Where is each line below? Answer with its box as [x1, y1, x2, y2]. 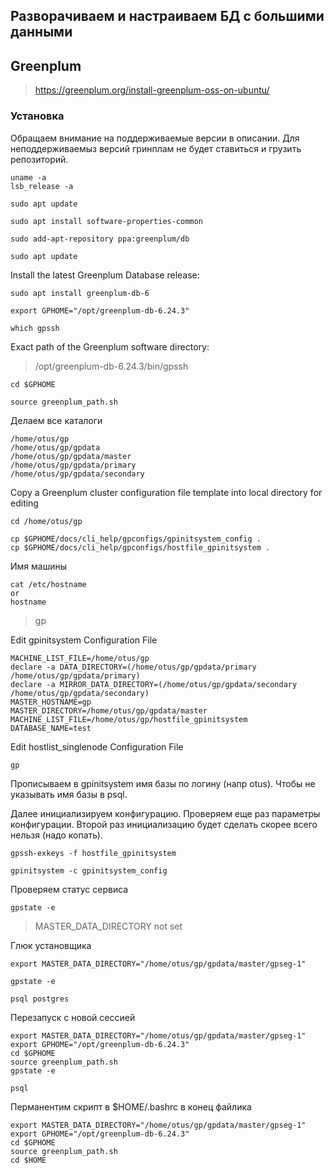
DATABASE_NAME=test [10, 723, 92, 733]
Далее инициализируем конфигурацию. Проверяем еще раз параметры [10, 807, 321, 819]
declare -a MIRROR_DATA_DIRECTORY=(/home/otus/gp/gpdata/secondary [10, 679, 298, 689]
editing [10, 497, 39, 509]
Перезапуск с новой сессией [10, 1011, 136, 1023]
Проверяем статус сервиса [10, 883, 129, 895]
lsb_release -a [10, 181, 74, 191]
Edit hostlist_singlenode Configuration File [10, 740, 184, 753]
